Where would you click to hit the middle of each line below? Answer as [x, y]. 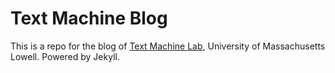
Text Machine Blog [89, 18]
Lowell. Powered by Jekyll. [65, 56]
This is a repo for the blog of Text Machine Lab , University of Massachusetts [168, 46]
